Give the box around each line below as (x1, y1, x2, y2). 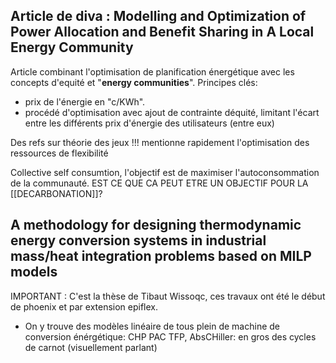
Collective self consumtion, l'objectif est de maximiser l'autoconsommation (10, 166, 320, 178)
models (10, 264, 58, 281)
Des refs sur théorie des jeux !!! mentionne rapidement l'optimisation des (10, 136, 310, 148)
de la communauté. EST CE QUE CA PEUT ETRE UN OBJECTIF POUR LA (10, 177, 309, 189)
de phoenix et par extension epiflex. (10, 300, 159, 313)
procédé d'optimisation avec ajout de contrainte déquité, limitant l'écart (24, 106, 320, 118)
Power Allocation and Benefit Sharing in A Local (10, 24, 315, 41)
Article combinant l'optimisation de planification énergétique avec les (10, 65, 295, 78)
